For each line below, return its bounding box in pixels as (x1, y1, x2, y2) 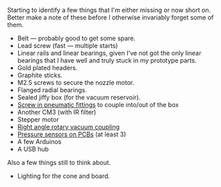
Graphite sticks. (17, 71, 63, 79)
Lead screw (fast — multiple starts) (17, 42, 118, 49)
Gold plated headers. (17, 64, 78, 72)
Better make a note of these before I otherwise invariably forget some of (7, 13, 214, 22)
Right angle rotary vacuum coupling (17, 123, 120, 131)
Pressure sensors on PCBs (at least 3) (17, 130, 126, 138)
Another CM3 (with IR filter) (17, 108, 97, 116)
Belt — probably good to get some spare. (17, 34, 136, 42)
